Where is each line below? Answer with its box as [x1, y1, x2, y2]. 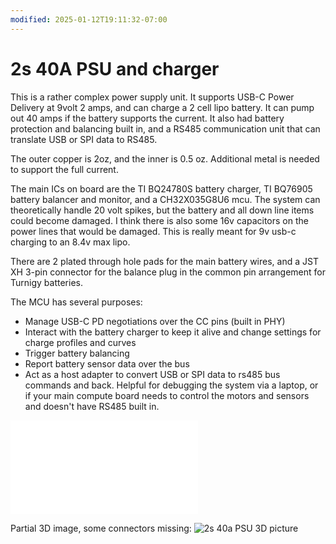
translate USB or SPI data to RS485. [10, 133, 158, 145]
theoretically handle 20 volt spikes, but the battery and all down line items [10, 204, 315, 216]
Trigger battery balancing [24, 347, 130, 359]
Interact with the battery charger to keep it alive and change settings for [24, 326, 322, 338]
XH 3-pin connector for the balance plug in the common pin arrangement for [10, 266, 326, 278]
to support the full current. [10, 163, 119, 175]
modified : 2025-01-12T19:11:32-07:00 [10, 14, 168, 25]
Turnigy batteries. [10, 276, 83, 288]
